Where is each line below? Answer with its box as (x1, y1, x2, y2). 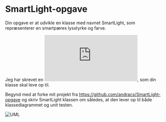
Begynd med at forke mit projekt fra (5, 91, 78, 97)
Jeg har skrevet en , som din (5, 77, 156, 82)
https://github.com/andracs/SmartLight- (79, 91, 161, 97)
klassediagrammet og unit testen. (5, 102, 73, 108)
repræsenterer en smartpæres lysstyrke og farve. (5, 25, 107, 31)
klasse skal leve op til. (5, 81, 50, 87)
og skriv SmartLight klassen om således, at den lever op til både (21, 96, 153, 102)
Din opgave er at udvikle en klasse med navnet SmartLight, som (5, 20, 135, 26)
